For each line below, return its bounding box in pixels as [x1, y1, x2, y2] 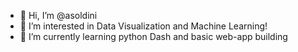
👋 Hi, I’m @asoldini [19, 10, 98, 21]
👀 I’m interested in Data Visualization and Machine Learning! [19, 20, 268, 32]
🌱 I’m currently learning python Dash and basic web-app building [19, 31, 288, 42]
